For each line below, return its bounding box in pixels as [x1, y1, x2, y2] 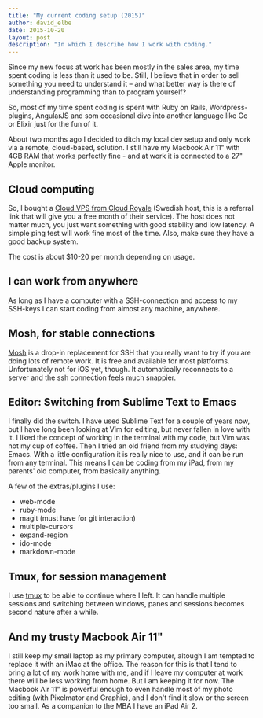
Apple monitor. [8, 160, 56, 169]
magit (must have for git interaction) [19, 514, 136, 523]
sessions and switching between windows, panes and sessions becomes [8, 599, 245, 609]
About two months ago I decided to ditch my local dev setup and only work [8, 134, 251, 144]
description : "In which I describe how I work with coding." [8, 41, 213, 49]
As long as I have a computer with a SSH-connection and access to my [8, 296, 238, 305]
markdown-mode [19, 547, 76, 557]
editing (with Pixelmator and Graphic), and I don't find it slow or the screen [8, 693, 249, 702]
